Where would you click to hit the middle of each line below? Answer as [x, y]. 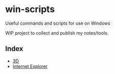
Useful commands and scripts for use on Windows [58, 23]
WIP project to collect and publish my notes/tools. [57, 33]
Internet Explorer [30, 66]
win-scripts [30, 9]
